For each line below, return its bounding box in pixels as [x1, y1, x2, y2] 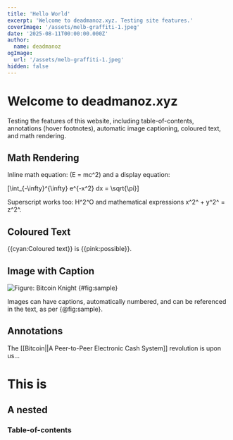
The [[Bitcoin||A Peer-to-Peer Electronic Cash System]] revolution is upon [7, 343, 222, 353]
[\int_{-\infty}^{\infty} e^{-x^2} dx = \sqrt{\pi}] [7, 184, 139, 192]
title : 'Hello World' [7, 10, 71, 18]
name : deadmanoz [13, 43, 61, 50]
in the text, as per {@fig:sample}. [7, 305, 103, 313]
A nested [7, 404, 48, 416]
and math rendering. [7, 131, 67, 140]
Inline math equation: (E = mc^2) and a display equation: [7, 171, 170, 179]
